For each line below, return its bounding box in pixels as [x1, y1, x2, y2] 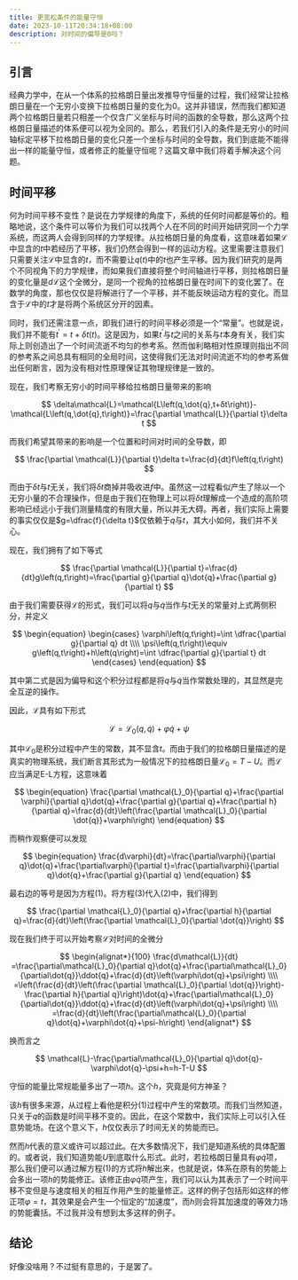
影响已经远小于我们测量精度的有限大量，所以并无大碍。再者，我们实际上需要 [9, 503, 289, 514]
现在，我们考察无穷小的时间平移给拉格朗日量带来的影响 [9, 381, 211, 391]
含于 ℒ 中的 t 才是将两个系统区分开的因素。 [9, 299, 159, 309]
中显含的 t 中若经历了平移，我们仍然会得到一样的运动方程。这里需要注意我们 [9, 243, 284, 254]
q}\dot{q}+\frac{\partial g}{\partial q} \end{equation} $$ [46, 870, 252, 881]
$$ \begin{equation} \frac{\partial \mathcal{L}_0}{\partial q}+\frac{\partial [14, 787, 284, 797]
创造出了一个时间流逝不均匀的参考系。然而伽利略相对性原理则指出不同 [32, 340, 289, 350]
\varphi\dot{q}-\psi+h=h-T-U [90, 1063, 196, 1073]
